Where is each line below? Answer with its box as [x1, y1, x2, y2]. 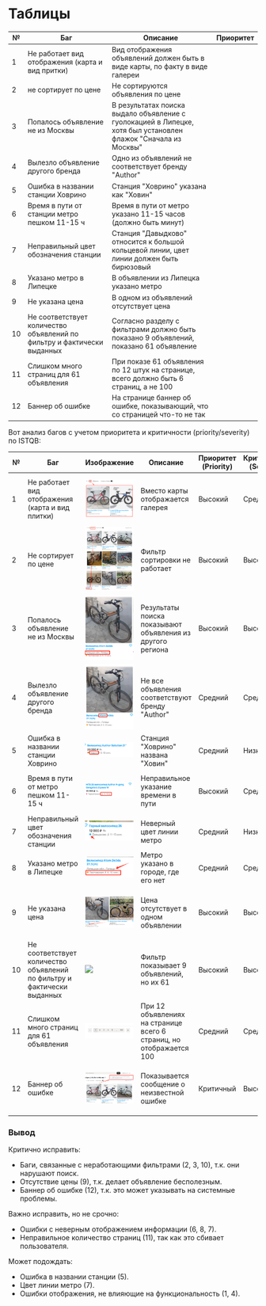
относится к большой [112, 237, 184, 246]
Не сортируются [112, 81, 168, 90]
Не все [140, 676, 164, 686]
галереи [112, 70, 140, 79]
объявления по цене [112, 89, 181, 99]
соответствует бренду [112, 162, 188, 171]
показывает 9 [140, 961, 188, 970]
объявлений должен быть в [112, 53, 205, 63]
